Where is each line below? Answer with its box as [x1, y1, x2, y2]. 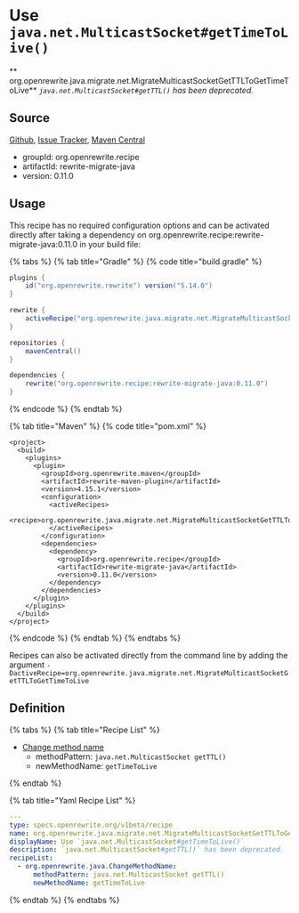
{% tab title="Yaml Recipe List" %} [9, 795, 136, 805]
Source [9, 110, 51, 125]
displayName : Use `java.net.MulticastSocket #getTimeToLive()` [9, 837, 245, 846]
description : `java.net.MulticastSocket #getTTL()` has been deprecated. [9, 845, 285, 854]
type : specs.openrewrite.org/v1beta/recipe [9, 820, 174, 829]
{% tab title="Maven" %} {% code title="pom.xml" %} [9, 421, 207, 432]
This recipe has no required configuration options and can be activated [9, 220, 270, 230]
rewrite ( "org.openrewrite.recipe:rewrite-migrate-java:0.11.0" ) [25, 379, 269, 388]
